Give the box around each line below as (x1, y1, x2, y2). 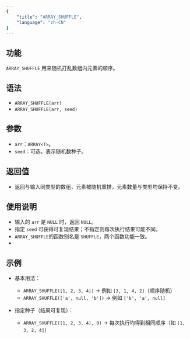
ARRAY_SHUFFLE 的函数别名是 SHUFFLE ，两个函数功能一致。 (14, 233, 150, 240)
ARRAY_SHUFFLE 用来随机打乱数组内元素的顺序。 (6, 65, 118, 72)
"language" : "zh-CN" (16, 19, 66, 25)
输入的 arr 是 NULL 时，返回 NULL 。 (14, 219, 97, 226)
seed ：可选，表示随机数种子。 (14, 147, 87, 155)
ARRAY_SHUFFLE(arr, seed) (14, 106, 78, 112)
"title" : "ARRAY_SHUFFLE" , (16, 14, 82, 20)
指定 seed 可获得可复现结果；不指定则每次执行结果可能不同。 (14, 226, 161, 233)
